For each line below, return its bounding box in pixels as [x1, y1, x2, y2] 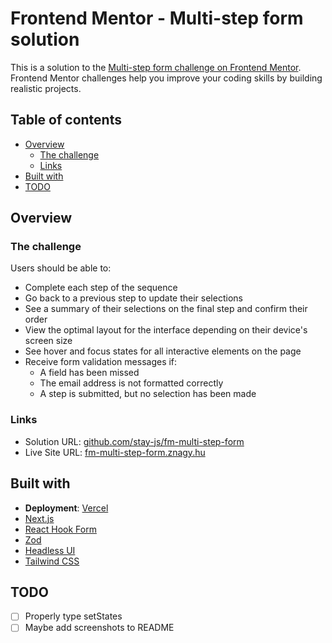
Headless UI [24, 544, 76, 556]
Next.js [24, 512, 55, 524]
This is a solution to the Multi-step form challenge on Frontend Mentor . [10, 61, 302, 73]
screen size [24, 335, 73, 347]
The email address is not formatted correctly [39, 377, 224, 389]
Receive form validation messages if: [24, 356, 178, 368]
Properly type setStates [24, 610, 123, 622]
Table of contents [10, 112, 122, 129]
